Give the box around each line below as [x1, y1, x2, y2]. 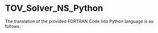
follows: [5, 23, 21, 29]
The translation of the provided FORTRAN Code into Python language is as [5, 18, 154, 24]
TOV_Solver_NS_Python [5, 3, 103, 14]
